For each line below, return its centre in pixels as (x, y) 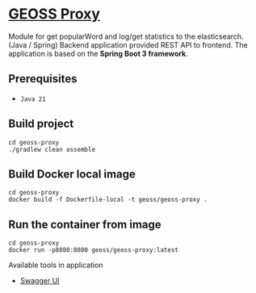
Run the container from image (85, 224)
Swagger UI (40, 281)
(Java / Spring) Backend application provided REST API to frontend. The (128, 44)
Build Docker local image (72, 174)
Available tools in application (56, 265)
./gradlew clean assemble (52, 149)
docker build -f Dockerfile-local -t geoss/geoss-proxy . (108, 200)
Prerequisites (43, 79)
